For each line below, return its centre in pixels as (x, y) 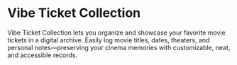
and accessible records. (43, 55)
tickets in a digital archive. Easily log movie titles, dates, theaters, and (109, 40)
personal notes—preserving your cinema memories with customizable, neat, (119, 47)
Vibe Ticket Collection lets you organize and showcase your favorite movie (116, 32)
